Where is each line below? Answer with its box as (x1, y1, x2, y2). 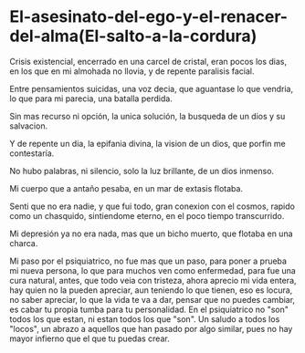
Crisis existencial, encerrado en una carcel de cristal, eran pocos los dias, (9, 56, 288, 67)
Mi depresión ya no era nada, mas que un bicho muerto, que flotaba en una (9, 228, 294, 239)
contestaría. (9, 148, 55, 159)
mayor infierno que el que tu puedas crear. (9, 333, 171, 344)
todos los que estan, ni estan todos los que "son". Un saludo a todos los (9, 313, 280, 325)
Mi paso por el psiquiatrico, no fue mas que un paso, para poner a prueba (9, 255, 288, 266)
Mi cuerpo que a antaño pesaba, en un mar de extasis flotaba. (9, 182, 244, 193)
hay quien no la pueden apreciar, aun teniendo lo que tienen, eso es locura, (9, 285, 293, 296)
